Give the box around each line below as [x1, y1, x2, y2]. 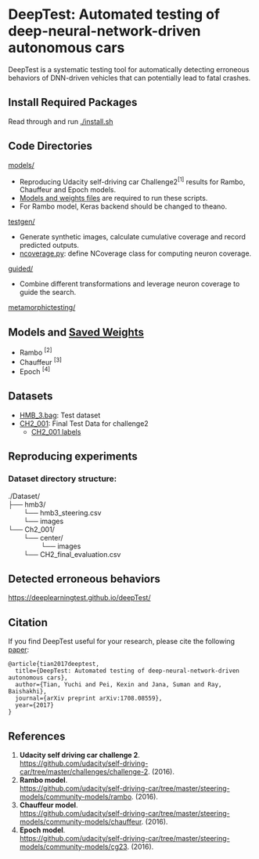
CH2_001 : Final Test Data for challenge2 [19, 418, 149, 428]
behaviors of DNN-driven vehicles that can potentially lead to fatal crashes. [8, 73, 251, 82]
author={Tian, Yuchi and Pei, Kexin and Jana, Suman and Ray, [15, 681, 222, 689]
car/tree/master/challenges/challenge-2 [19, 766, 149, 776]
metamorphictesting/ [8, 303, 76, 312]
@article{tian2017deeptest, [8, 661, 100, 668]
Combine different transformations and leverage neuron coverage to [19, 279, 240, 289]
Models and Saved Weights [8, 326, 145, 339]
